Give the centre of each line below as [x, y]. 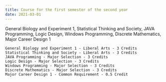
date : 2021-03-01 [23, 14]
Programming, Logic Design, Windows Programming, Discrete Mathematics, [83, 34]
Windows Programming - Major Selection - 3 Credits [60, 66]
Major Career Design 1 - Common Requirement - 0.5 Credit [67, 74]
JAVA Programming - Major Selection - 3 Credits [57, 57]
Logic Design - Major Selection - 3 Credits [52, 61]
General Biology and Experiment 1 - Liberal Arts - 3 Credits [71, 48]
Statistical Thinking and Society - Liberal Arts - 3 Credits [71, 53]
